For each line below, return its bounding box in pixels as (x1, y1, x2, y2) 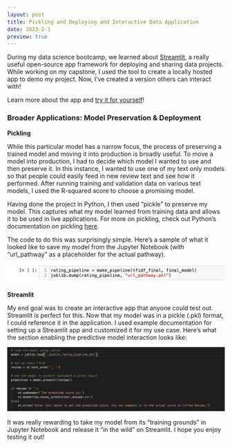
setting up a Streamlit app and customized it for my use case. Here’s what (7, 325, 217, 334)
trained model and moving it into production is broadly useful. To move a (7, 150, 214, 158)
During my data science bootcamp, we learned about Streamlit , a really (7, 53, 209, 62)
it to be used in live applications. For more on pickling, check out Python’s (7, 215, 216, 223)
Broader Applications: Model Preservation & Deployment (7, 113, 202, 123)
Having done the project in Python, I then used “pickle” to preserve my (7, 199, 209, 208)
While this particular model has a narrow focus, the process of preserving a (7, 142, 222, 150)
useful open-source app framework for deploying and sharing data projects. (7, 60, 224, 69)
